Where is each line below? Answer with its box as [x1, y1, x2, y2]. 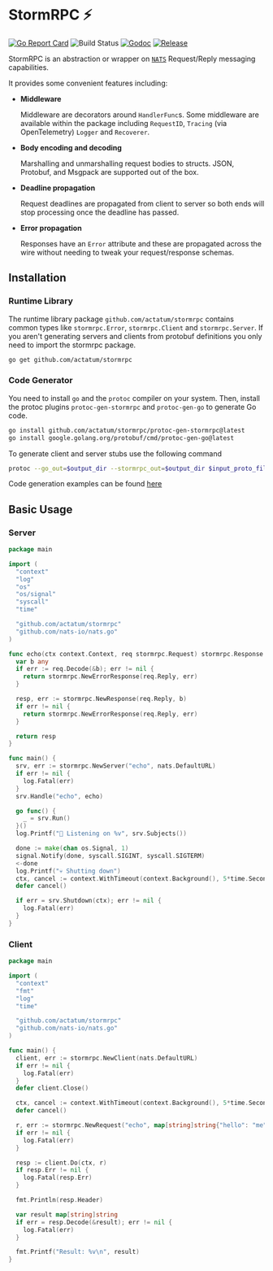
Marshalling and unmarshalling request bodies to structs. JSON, [19, 159, 235, 168]
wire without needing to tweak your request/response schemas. [19, 247, 234, 257]
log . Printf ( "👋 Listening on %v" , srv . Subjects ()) [15, 829, 187, 838]
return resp [15, 732, 57, 740]
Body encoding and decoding [19, 142, 122, 152]
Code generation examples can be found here [8, 479, 162, 489]
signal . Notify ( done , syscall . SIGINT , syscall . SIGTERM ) [15, 851, 206, 860]
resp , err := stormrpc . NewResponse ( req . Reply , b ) [15, 695, 187, 703]
